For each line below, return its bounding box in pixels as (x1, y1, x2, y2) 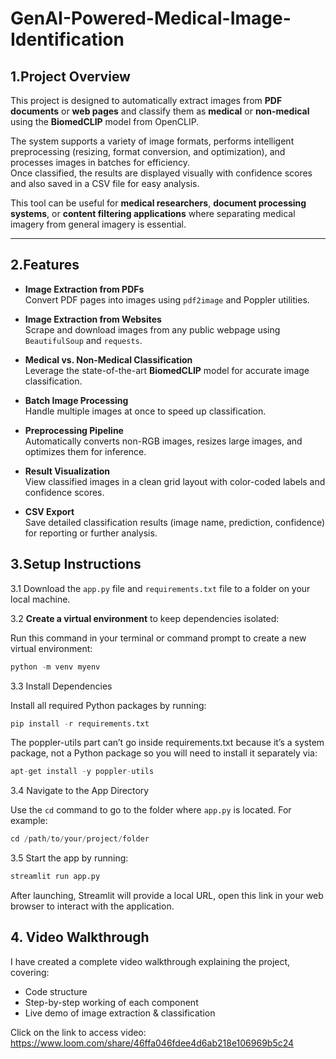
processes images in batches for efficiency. (10, 157, 190, 168)
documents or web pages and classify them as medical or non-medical (10, 105, 310, 117)
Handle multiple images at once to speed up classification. (24, 405, 267, 417)
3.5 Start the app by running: (10, 852, 129, 864)
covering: (10, 966, 50, 978)
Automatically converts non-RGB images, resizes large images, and (24, 435, 303, 447)
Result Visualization (24, 465, 111, 477)
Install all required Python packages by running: (10, 699, 207, 711)
